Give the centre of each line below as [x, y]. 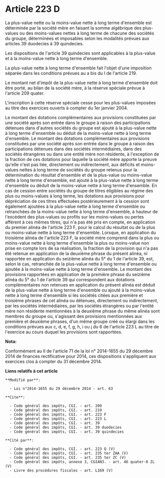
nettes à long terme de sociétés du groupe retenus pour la [78, 170]
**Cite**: [15, 397]
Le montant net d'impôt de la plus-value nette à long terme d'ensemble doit [82, 83]
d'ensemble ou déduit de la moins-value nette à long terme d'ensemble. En [81, 185]
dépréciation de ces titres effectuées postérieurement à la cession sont [77, 201]
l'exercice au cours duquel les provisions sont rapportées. [64, 332]
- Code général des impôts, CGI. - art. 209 [56, 406]
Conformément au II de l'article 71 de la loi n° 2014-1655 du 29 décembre [79, 351]
